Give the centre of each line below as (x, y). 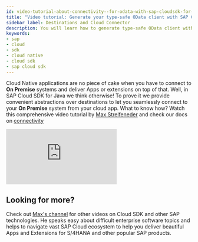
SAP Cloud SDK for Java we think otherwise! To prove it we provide (88, 96)
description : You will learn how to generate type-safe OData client (93, 28)
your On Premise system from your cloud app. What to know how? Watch (95, 108)
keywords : (18, 34)
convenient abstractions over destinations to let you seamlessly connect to (97, 102)
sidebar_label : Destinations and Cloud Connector (68, 22)
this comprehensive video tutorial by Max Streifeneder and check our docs (97, 115)
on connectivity (25, 121)
